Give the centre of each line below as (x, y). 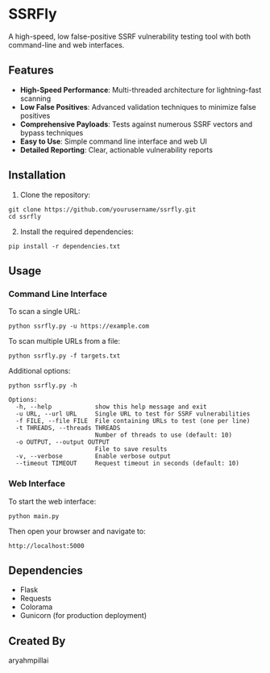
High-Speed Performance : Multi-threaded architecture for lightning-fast (141, 90)
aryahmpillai (29, 660)
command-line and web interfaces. (66, 44)
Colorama (36, 607)
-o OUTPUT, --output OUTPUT (63, 442)
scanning (35, 98)
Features (31, 71)
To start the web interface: (52, 501)
